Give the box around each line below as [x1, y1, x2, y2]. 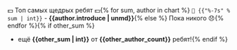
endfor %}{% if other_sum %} [7, 21, 95, 30]
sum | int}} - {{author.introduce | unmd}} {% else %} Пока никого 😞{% [7, 14, 224, 22]
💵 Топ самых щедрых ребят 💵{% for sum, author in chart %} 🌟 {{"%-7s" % [7, 6, 231, 14]
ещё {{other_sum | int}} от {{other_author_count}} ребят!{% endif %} [17, 35, 228, 43]
